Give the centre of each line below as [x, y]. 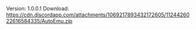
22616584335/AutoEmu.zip [39, 21]
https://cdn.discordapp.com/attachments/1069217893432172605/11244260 [98, 15]
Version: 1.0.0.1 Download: [38, 9]
